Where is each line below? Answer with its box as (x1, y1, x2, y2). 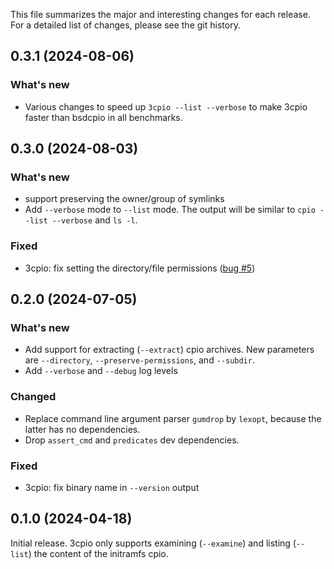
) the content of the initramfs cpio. (28, 547, 169, 559)
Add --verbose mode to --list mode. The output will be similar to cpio (24, 204, 316, 216)
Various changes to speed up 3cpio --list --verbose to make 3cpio (24, 100, 308, 113)
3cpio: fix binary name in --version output (24, 481, 200, 493)
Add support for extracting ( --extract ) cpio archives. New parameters (24, 344, 315, 356)
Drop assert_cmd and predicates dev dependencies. (24, 434, 240, 446)
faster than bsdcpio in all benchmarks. (24, 111, 183, 123)
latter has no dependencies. (24, 423, 141, 435)
